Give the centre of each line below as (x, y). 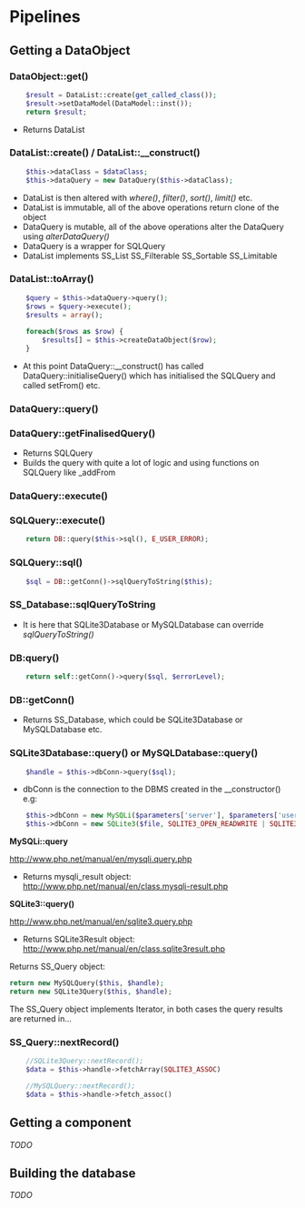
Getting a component (70, 1123)
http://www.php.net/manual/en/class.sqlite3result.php (123, 949)
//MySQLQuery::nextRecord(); (81, 1086)
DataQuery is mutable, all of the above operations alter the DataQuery (153, 226)
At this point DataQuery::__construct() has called (113, 366)
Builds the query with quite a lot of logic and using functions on (141, 463)
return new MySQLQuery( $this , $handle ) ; (87, 983)
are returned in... (41, 1018)
